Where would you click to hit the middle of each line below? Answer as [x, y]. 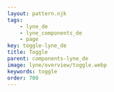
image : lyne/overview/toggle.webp [57, 65]
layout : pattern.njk [37, 13]
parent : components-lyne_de [48, 59]
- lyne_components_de [51, 33]
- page [29, 39]
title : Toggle [28, 53]
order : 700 [23, 78]
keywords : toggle [32, 71]
